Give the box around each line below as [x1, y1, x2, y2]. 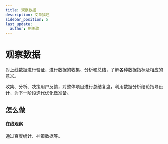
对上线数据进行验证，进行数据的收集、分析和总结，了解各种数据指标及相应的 [5, 67, 163, 73]
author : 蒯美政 [10, 26, 39, 31]
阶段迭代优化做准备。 [27, 90, 71, 96]
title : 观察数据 [5, 7, 36, 13]
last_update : [5, 21, 33, 27]
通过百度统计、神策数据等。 [5, 133, 63, 139]
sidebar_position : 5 [5, 17, 49, 22]
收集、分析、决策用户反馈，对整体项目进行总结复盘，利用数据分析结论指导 [5, 84, 159, 90]
